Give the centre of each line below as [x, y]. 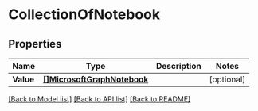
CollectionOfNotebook [84, 15]
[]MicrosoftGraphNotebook [96, 79]
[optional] [227, 79]
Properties [35, 44]
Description [178, 66]
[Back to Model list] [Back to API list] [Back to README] [100, 99]
